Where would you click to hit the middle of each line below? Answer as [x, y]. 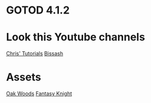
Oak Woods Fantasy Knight [39, 94]
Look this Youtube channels [76, 37]
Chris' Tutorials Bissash [35, 54]
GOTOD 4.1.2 [38, 10]
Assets [24, 77]
